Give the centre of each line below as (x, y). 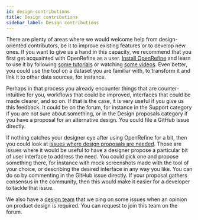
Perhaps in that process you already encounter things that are (82, 89)
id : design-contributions (38, 12)
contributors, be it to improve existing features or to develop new (107, 46)
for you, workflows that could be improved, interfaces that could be (108, 95)
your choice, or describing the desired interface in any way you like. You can (99, 169)
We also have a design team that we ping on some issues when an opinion (97, 199)
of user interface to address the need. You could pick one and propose (92, 157)
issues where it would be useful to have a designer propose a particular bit (97, 150)
